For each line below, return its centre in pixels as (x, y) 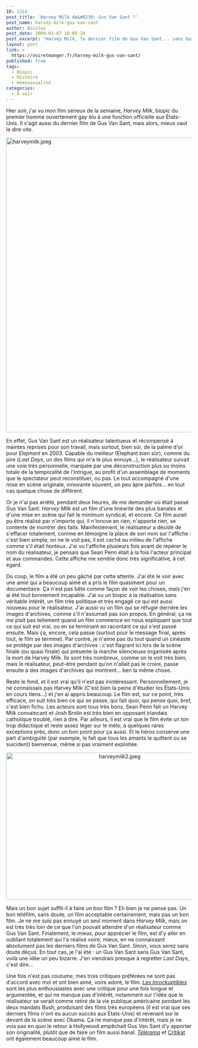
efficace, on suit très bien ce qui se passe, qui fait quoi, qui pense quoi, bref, (99, 700)
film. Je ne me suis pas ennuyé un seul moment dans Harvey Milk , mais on (97, 921)
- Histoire (25, 77)
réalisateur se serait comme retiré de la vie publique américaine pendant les (98, 1001)
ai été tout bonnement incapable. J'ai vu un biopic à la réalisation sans (91, 595)
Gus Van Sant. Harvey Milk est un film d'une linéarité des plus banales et (94, 508)
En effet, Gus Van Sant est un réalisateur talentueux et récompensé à (90, 440)
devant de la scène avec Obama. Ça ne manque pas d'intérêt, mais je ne (94, 1020)
